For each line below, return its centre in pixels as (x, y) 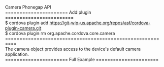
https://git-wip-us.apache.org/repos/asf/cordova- (100, 23)
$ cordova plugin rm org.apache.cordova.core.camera (60, 33)
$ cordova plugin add (27, 23)
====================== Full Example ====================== (82, 59)
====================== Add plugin (48, 12)
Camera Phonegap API (28, 7)
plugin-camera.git (23, 28)
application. (17, 54)
